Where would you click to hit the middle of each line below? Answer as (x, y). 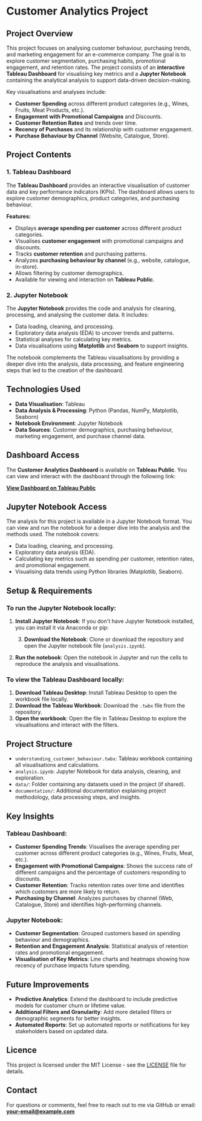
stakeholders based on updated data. (62, 1031)
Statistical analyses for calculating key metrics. (73, 339)
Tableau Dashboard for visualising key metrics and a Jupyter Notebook (96, 74)
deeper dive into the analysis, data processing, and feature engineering (95, 364)
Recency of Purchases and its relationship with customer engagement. (104, 129)
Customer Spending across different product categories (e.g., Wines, (102, 104)
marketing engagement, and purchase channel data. (80, 436)
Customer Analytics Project (77, 11)
